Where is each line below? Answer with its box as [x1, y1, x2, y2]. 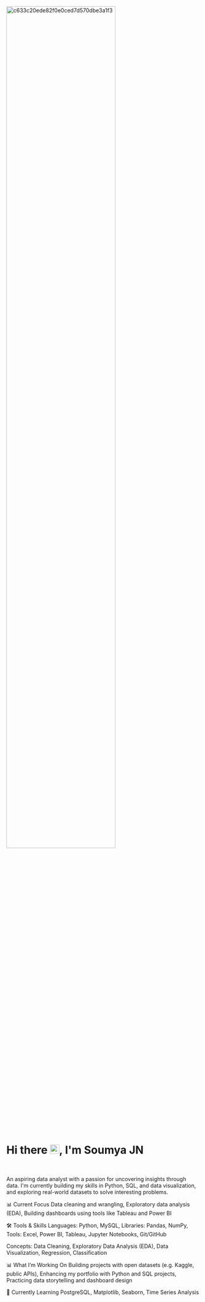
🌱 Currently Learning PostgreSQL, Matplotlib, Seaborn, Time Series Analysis [6, 1288, 199, 1296]
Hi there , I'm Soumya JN [6, 1143, 144, 1157]
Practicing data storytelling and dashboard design [6, 1276, 133, 1284]
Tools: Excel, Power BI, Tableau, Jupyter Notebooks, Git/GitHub [6, 1230, 167, 1238]
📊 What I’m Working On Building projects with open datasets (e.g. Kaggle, [6, 1261, 195, 1268]
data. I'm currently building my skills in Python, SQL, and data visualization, [6, 1182, 196, 1189]
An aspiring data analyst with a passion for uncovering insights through [6, 1175, 187, 1182]
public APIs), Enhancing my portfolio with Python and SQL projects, [6, 1270, 177, 1277]
